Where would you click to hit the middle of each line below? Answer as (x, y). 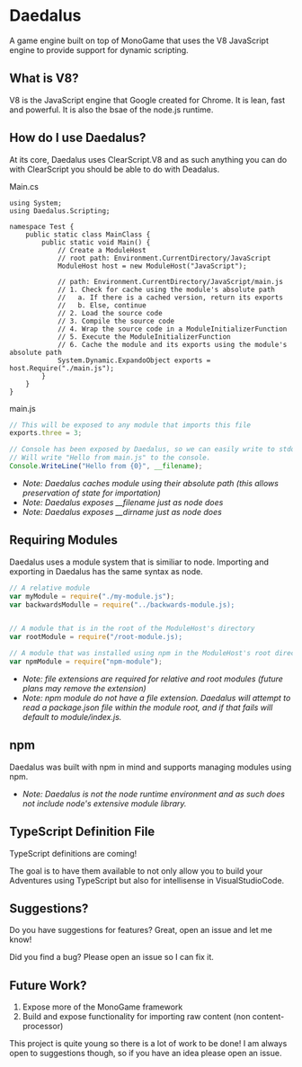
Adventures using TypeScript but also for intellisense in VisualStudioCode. (147, 880)
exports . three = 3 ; (46, 433)
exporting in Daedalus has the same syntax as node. (107, 571)
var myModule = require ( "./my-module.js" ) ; (92, 596)
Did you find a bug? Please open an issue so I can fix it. (111, 957)
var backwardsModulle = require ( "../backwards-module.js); (122, 605)
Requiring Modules (64, 540)
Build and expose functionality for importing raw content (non (136, 1017)
